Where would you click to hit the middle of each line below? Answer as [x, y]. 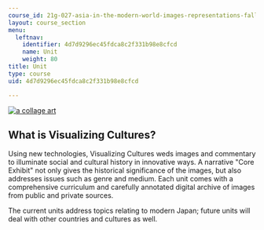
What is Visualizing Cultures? [82, 135]
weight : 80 [40, 60]
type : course [29, 74]
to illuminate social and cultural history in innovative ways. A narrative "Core [131, 162]
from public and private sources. [61, 195]
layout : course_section [47, 23]
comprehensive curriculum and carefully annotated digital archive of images [132, 187]
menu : [17, 30]
